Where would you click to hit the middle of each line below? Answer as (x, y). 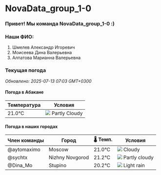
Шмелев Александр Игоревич (43, 47)
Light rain (134, 165)
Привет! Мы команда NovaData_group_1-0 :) (60, 24)
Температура (24, 105)
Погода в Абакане (24, 92)
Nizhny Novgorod (69, 157)
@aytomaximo (24, 150)
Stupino (58, 165)
